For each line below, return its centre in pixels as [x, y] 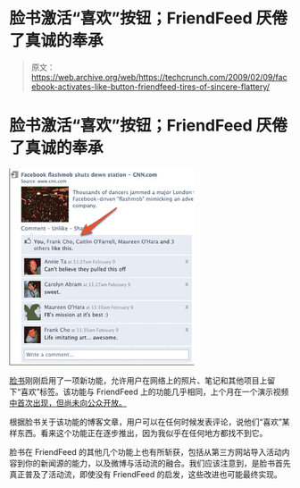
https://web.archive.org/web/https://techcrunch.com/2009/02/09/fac [159, 77]
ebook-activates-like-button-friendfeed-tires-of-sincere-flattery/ [150, 87]
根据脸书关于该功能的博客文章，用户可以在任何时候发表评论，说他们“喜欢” [146, 422]
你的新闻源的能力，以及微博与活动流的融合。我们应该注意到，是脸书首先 [158, 463]
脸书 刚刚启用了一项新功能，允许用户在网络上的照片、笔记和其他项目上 [138, 380]
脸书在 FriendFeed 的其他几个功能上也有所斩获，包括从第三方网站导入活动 [146, 451]
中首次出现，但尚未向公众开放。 [68, 402]
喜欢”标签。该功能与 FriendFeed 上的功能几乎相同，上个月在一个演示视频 [155, 391]
